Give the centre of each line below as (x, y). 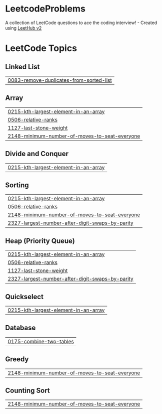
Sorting (17, 185)
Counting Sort (27, 391)
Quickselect (24, 297)
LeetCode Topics (41, 48)
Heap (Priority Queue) (40, 241)
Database (20, 328)
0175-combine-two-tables (41, 341)
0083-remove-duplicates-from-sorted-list (60, 80)
